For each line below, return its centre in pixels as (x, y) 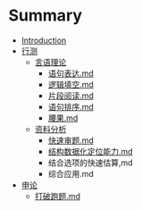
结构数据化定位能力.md (90, 151)
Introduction (44, 40)
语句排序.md (71, 106)
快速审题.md (71, 140)
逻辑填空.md (71, 84)
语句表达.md (71, 73)
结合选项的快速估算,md (90, 163)
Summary (45, 16)
